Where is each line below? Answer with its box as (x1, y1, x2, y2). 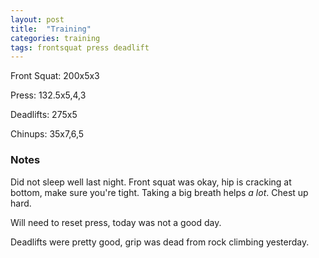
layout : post (10, 14, 65, 25)
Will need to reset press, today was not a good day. (10, 216, 222, 228)
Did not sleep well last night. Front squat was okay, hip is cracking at (10, 176, 292, 188)
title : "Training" (10, 24, 92, 34)
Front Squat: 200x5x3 (10, 70, 100, 82)
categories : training (10, 33, 101, 43)
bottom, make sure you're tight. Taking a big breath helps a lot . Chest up (10, 186, 309, 198)
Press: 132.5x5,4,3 (10, 89, 87, 101)
